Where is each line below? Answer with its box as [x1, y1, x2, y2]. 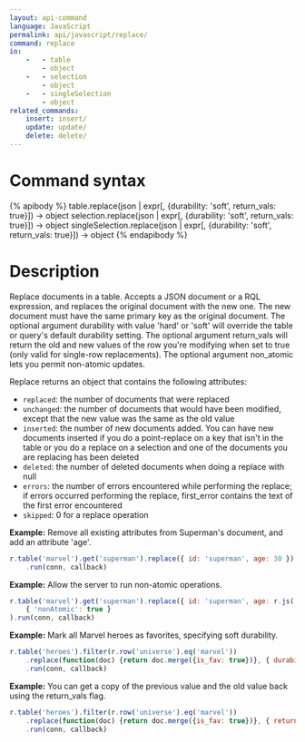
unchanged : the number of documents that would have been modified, [22, 403, 281, 414]
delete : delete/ [25, 132, 88, 141]
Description [9, 261, 100, 281]
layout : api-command [9, 13, 88, 23]
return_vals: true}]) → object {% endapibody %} [9, 229, 188, 240]
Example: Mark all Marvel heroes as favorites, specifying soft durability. [9, 630, 279, 640]
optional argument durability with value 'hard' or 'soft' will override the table [9, 319, 293, 331]
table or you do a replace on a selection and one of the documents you [22, 442, 288, 453]
